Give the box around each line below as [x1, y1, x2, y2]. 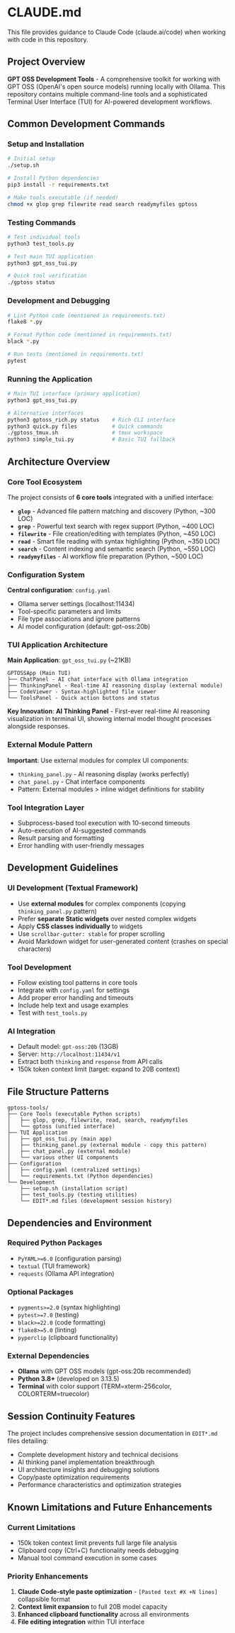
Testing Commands [7, 217, 76, 227]
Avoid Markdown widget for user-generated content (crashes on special [17, 937, 229, 945]
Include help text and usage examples [17, 1001, 129, 1010]
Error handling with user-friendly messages [17, 842, 144, 850]
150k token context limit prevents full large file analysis [17, 1538, 178, 1547]
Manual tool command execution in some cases [17, 1554, 157, 1562]
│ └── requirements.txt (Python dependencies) [7, 1172, 154, 1180]
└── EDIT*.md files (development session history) [20, 1197, 173, 1205]
